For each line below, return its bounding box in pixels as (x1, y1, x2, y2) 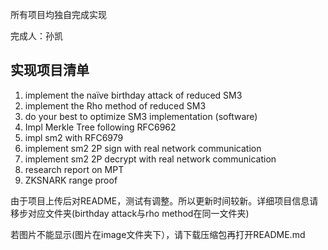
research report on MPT (24, 163, 125, 175)
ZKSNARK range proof (24, 174, 118, 186)
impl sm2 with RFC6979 (24, 131, 124, 143)
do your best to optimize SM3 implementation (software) (24, 110, 258, 122)
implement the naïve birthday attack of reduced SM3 (24, 89, 243, 101)
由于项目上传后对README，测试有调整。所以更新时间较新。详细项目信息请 (10, 194, 319, 207)
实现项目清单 (10, 62, 90, 79)
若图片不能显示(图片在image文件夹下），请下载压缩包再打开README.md (10, 228, 306, 240)
